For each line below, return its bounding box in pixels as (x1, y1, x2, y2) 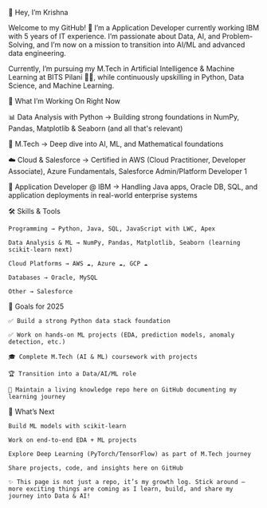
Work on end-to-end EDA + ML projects (8, 436, 137, 444)
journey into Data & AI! (8, 492, 91, 500)
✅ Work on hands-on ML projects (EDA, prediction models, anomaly (8, 331, 235, 339)
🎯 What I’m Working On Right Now (8, 96, 121, 105)
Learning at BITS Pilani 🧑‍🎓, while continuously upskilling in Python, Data (8, 73, 245, 81)
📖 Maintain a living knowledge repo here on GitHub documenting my (8, 386, 238, 394)
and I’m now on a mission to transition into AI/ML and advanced (36, 40, 245, 49)
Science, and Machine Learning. (8, 81, 115, 90)
